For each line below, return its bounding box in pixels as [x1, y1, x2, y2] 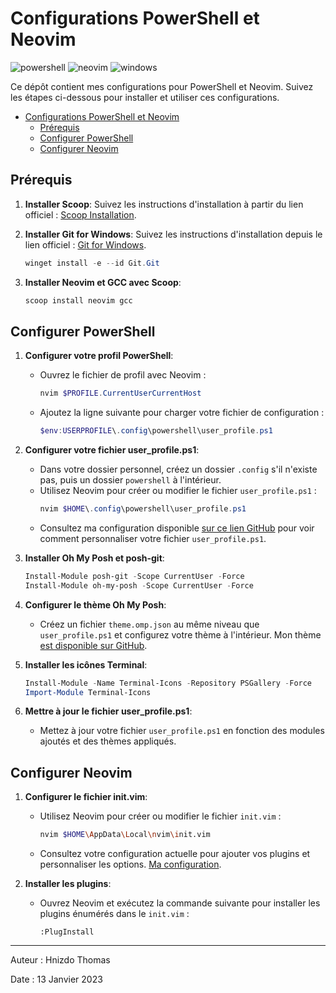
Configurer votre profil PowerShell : [24, 350, 174, 362]
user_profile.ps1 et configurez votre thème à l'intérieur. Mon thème [39, 628, 322, 641]
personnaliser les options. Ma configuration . [39, 858, 222, 871]
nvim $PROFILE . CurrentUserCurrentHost [39, 388, 202, 399]
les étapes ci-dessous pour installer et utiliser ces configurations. [10, 91, 280, 103]
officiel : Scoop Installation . [24, 208, 137, 221]
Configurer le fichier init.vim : [24, 791, 148, 803]
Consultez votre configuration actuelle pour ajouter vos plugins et [39, 848, 311, 860]
